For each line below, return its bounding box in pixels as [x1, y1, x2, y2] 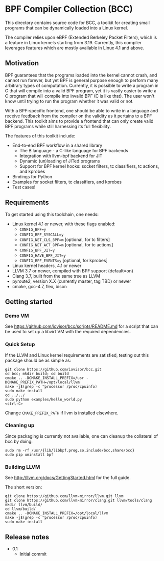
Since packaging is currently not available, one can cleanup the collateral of [5, 433, 158, 439]
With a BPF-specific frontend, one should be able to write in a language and [5, 107, 158, 113]
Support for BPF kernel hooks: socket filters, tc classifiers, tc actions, [19, 163, 159, 169]
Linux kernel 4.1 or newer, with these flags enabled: [12, 221, 116, 227]
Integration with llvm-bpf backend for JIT [19, 153, 103, 159]
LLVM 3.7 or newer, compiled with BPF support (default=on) [12, 267, 134, 273]
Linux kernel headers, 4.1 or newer [12, 263, 82, 268]
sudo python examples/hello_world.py [5, 397, 82, 402]
